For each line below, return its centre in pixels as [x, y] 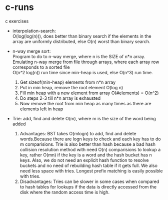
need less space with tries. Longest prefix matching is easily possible [91, 171]
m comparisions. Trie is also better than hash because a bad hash [88, 144]
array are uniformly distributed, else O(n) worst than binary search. [81, 41]
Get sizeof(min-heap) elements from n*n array [68, 82]
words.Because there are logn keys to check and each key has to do [90, 139]
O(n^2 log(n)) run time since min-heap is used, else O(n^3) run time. [83, 72]
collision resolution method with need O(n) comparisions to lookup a [90, 149]
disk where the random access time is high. [65, 192]
